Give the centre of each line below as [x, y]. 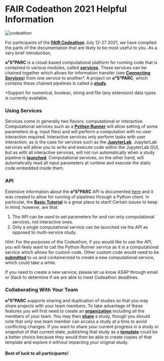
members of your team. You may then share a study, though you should [78, 316]
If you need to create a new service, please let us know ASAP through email [82, 272]
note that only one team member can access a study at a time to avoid [76, 321]
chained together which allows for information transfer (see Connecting [78, 72]
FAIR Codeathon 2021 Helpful [66, 9]
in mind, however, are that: [32, 207]
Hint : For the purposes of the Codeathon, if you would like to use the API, [79, 241]
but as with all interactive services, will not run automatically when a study [80, 152]
